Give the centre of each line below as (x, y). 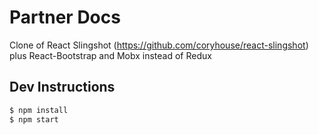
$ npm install (39, 110)
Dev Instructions (62, 87)
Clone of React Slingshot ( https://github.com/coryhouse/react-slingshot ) (159, 45)
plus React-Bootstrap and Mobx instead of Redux (110, 55)
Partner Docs (65, 17)
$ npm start (34, 119)
